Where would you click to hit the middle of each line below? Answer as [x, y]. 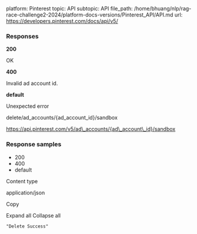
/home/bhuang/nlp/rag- [163, 9]
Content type [22, 181]
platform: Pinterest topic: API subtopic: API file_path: [70, 9]
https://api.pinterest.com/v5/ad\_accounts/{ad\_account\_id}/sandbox [91, 129]
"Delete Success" [27, 226]
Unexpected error [28, 106]
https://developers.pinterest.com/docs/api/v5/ [62, 21]
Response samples [34, 144]
